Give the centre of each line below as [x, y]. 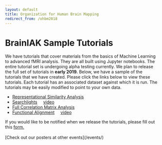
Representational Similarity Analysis [48, 97]
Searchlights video [33, 102]
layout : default [21, 10]
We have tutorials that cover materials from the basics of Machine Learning [80, 56]
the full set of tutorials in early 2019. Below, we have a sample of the [74, 72]
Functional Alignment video [42, 112]
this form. [15, 127]
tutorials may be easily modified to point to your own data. [63, 87]
